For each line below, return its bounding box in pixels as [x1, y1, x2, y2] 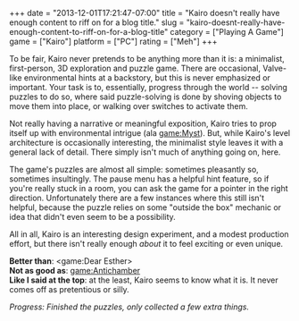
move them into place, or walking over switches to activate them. [9, 101, 248, 111]
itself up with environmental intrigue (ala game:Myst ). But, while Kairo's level [9, 128, 291, 138]
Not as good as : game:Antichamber [9, 266, 141, 275]
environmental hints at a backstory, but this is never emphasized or [23, 72, 270, 83]
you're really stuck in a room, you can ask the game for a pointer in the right [9, 183, 288, 193]
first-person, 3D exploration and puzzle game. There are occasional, [9, 63, 262, 73]
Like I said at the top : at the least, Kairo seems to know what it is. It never [9, 275, 278, 285]
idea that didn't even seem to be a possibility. [9, 212, 176, 222]
